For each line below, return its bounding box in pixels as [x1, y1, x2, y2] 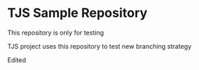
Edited [7, 55, 26, 64]
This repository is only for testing [7, 28, 104, 37]
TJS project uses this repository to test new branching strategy [7, 42, 192, 50]
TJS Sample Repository [7, 5, 148, 21]
